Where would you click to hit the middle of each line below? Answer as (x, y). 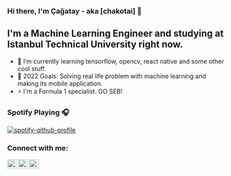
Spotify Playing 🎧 (38, 112)
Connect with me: (38, 147)
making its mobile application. (60, 83)
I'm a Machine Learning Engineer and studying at (115, 34)
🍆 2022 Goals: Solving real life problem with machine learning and (112, 76)
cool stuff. (32, 68)
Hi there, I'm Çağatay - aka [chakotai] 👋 (75, 11)
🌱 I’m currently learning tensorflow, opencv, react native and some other (120, 61)
